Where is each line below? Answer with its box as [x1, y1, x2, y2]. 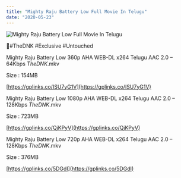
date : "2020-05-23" [6, 14, 55, 20]
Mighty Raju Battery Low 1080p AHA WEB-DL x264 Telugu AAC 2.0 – [6, 95, 175, 102]
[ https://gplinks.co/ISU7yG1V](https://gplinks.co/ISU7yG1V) [6, 83, 151, 90]
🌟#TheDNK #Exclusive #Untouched [6, 42, 93, 49]
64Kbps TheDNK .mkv [6, 60, 59, 67]
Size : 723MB [6, 113, 39, 120]
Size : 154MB [6, 71, 38, 79]
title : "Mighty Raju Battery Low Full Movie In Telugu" [6, 8, 147, 15]
